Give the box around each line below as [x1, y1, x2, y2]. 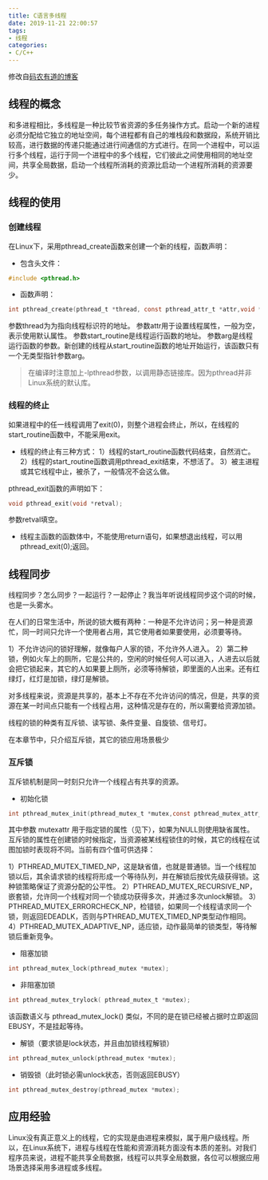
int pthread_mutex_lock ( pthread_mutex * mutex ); [8, 964, 170, 973]
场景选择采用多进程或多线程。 [8, 1162, 106, 1172]
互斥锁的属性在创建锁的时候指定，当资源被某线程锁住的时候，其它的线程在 [8, 835, 253, 844]
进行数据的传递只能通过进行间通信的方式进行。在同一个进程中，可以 [29, 140, 253, 149]
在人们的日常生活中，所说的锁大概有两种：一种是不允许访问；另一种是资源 [8, 617, 253, 627]
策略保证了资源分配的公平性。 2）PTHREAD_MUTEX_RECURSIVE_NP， [22, 882, 257, 892]
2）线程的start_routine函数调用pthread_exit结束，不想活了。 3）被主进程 [19, 456, 259, 466]
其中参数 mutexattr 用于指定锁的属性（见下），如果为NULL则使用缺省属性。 [8, 824, 254, 835]
